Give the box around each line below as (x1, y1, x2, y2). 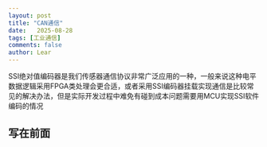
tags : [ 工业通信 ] (8, 33, 61, 42)
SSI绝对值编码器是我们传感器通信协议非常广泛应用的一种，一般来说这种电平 (8, 72, 257, 80)
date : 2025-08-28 (8, 26, 73, 34)
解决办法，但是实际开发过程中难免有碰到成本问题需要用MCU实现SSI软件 (22, 91, 260, 100)
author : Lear (8, 48, 52, 56)
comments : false (8, 41, 62, 49)
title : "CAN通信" (8, 19, 64, 27)
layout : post (8, 11, 52, 20)
